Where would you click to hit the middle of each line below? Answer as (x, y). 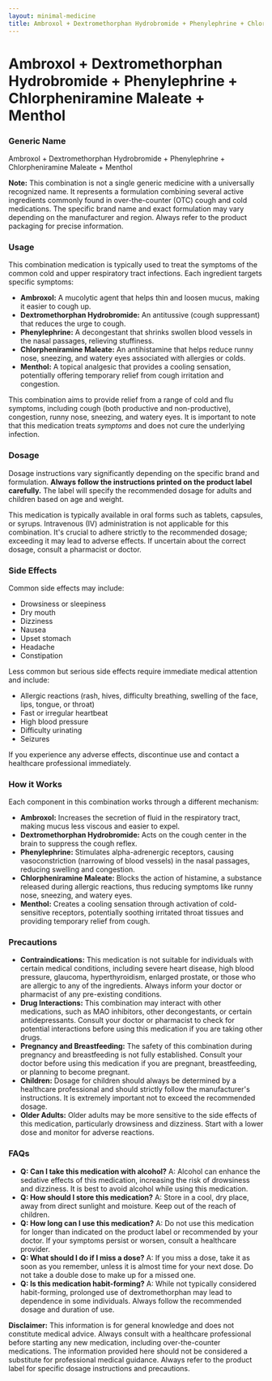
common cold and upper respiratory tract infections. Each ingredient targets (135, 274)
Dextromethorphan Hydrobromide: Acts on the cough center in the (133, 835)
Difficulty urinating (51, 730)
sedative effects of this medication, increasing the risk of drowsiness (135, 1180)
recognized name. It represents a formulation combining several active (126, 191)
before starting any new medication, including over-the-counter (115, 1342)
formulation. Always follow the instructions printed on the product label (130, 482)
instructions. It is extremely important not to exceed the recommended (138, 1098)
